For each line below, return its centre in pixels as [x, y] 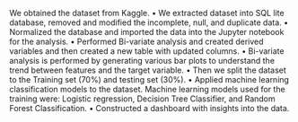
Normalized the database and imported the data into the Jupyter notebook [147, 32]
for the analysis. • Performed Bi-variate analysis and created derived [136, 41]
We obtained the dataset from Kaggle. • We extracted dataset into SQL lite [147, 13]
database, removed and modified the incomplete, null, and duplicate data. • [149, 22]
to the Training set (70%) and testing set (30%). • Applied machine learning [149, 79]
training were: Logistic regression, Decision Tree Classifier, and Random [142, 99]
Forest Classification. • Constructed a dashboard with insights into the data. [149, 108]
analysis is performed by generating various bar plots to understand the [142, 61]
